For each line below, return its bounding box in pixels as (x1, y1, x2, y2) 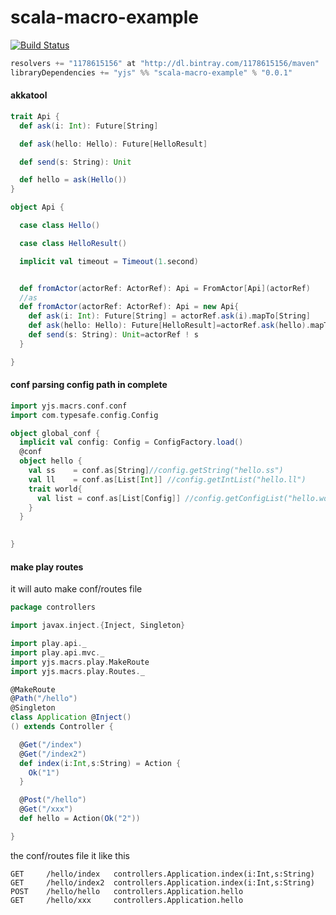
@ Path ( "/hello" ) (10, 694, 78, 704)
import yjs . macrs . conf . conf (10, 401, 128, 411)
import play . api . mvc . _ (10, 647, 105, 658)
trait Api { (10, 111, 60, 121)
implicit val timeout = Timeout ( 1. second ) (19, 256, 199, 266)
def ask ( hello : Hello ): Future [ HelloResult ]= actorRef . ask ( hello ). (28, 321, 311, 331)
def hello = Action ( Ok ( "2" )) (19, 814, 141, 824)
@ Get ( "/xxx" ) (19, 804, 74, 815)
